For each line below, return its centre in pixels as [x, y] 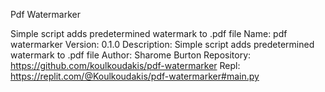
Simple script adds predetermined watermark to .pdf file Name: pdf [149, 33]
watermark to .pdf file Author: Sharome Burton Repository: [131, 55]
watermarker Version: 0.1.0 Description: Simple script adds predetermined [162, 44]
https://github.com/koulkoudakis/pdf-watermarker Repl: [125, 65]
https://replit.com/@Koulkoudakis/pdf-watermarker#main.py [135, 76]
